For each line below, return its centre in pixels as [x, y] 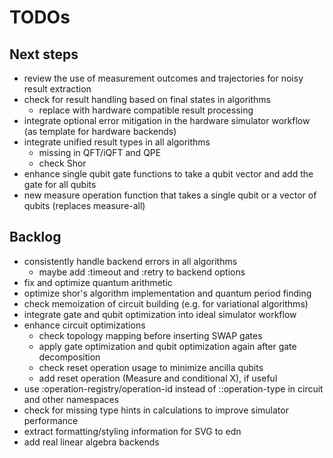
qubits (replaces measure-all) [84, 205]
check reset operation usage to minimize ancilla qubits [151, 367]
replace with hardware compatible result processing [146, 110]
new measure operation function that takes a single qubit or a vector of [170, 195]
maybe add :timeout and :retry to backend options [142, 272]
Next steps [44, 54]
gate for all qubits [60, 184]
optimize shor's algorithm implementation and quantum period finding [167, 293]
